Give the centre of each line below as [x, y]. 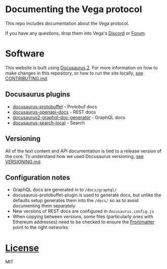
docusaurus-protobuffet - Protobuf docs [55, 106]
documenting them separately [44, 206]
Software [25, 54]
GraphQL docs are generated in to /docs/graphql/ [65, 190]
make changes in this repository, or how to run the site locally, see [74, 73]
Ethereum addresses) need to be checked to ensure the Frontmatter [83, 222]
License [22, 248]
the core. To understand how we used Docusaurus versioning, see [75, 156]
